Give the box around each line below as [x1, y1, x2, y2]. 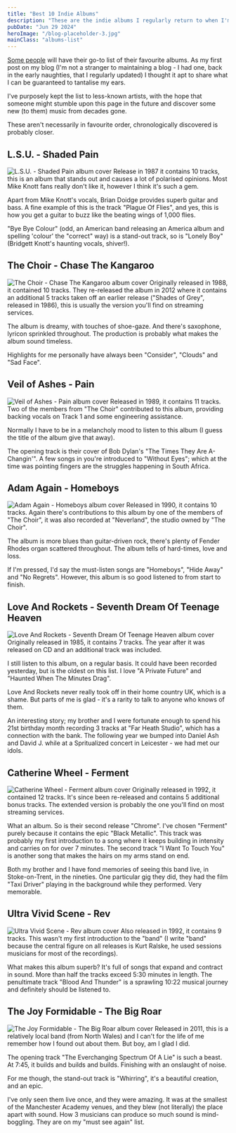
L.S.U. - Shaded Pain [7, 149, 99, 161]
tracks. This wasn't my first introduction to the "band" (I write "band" [7, 934, 207, 942]
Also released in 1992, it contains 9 [120, 927, 222, 935]
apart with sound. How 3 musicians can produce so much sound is [7, 1110, 200, 1118]
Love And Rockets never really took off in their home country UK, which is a [7, 688, 226, 696]
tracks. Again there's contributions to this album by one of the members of [7, 508, 223, 517]
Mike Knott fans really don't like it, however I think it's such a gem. [7, 182, 199, 190]
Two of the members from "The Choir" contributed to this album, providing [7, 404, 223, 413]
